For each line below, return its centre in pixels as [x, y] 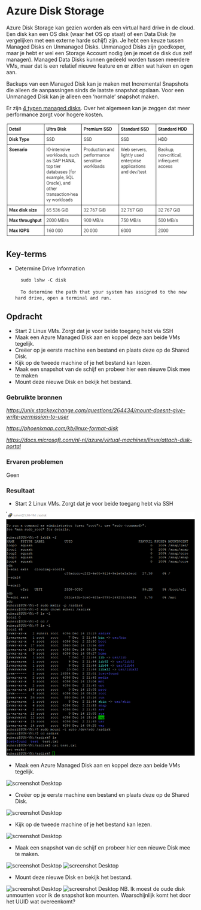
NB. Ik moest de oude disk [153, 888]
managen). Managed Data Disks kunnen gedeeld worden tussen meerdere [98, 59]
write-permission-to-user [37, 417]
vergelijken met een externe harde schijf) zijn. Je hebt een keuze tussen [95, 40]
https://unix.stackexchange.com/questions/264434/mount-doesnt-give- [96, 410]
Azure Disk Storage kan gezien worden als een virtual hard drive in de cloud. [100, 28]
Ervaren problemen [35, 462]
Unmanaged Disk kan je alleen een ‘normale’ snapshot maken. [83, 96]
